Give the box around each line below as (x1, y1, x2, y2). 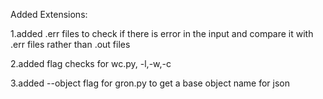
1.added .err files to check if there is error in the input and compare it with (10, 28, 314, 39)
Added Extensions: (10, 9, 88, 20)
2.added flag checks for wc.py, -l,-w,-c (10, 58, 172, 69)
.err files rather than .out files (10, 39, 131, 50)
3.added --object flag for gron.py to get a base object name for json (10, 77, 290, 89)
